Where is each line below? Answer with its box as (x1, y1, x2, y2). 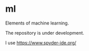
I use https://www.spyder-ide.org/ (5, 39, 76, 46)
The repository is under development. (5, 30, 84, 36)
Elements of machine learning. (5, 20, 69, 26)
